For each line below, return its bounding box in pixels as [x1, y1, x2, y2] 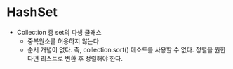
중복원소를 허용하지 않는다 [27, 36, 100, 45]
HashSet [6, 4, 58, 20]
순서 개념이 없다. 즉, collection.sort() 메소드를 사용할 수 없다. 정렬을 [27, 45, 213, 54]
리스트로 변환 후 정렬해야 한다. [40, 54, 124, 63]
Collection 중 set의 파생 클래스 [16, 28, 102, 36]
